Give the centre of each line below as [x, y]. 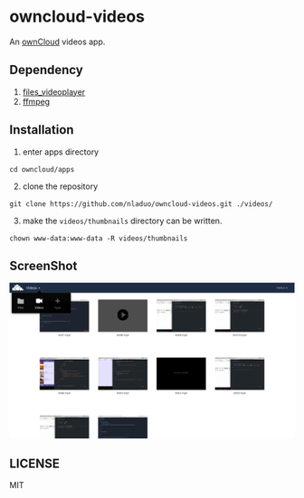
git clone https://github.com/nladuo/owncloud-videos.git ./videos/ [141, 204]
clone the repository [60, 186]
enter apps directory [61, 152]
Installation [42, 130]
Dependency [46, 70]
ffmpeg [36, 101]
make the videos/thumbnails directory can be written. [122, 221]
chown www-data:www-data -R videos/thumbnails [99, 238]
